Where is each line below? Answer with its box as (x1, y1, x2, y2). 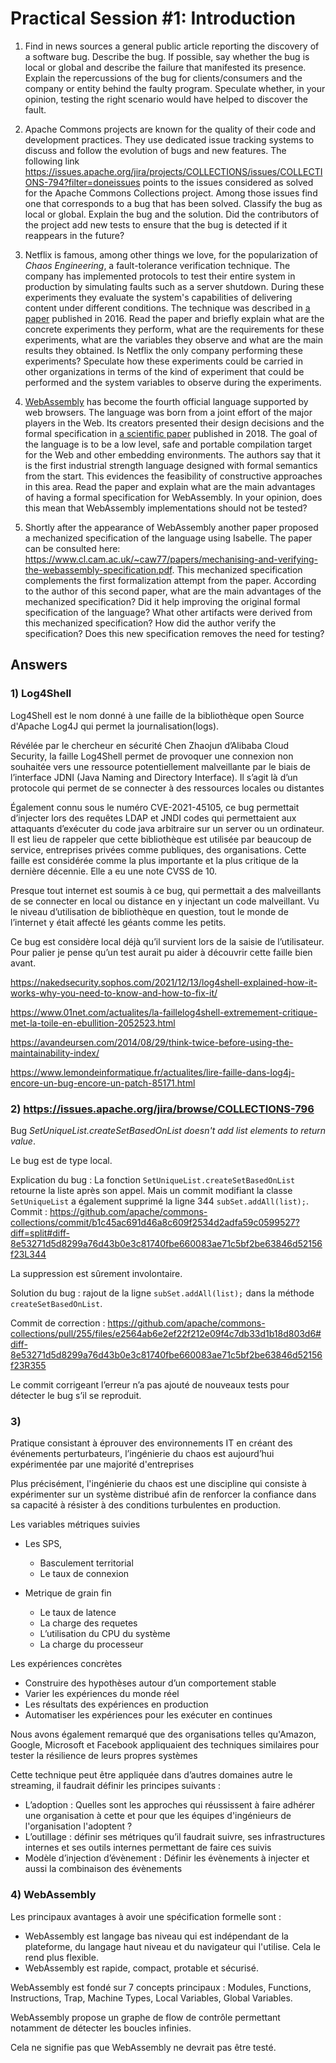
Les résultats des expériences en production (24, 1698, 209, 1711)
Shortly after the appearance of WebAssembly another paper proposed (24, 521, 319, 533)
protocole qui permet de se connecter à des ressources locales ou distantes (10, 782, 325, 794)
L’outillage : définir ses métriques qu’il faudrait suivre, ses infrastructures (24, 1831, 326, 1843)
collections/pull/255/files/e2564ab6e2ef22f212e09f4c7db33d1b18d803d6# (10, 1327, 322, 1339)
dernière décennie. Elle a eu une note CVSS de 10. (10, 865, 218, 877)
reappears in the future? (24, 229, 125, 241)
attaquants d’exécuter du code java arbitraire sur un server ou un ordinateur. (10, 822, 325, 834)
